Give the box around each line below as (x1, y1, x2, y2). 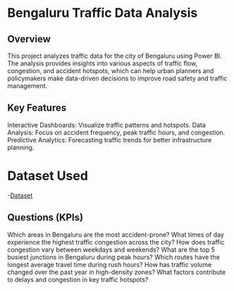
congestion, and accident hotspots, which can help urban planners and (7, 67, 214, 75)
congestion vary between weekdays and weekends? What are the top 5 (7, 245, 216, 254)
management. (7, 82, 48, 89)
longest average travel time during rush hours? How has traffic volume (7, 260, 212, 268)
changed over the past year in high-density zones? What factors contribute (7, 268, 226, 276)
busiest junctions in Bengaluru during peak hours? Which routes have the (7, 252, 220, 261)
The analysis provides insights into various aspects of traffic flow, (7, 59, 198, 68)
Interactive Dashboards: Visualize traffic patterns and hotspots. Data (7, 120, 207, 129)
